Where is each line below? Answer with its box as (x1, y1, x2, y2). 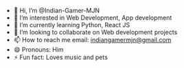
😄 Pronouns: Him (13, 46, 64, 54)
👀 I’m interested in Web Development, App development (13, 14, 172, 22)
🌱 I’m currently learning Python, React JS (13, 21, 130, 29)
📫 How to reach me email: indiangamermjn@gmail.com (13, 36, 172, 44)
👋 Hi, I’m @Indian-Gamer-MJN (13, 7, 100, 14)
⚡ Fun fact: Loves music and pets (13, 53, 108, 61)
